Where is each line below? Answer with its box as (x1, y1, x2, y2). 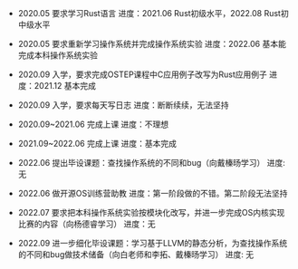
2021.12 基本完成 (34, 81, 97, 91)
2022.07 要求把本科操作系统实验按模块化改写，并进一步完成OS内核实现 (17, 207, 285, 217)
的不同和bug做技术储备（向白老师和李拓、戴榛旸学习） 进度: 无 (17, 249, 255, 260)
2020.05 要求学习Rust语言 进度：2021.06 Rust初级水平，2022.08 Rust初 (17, 8, 289, 18)
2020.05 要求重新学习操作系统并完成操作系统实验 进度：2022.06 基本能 (17, 39, 287, 49)
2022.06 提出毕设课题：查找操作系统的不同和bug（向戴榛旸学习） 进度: (17, 158, 285, 168)
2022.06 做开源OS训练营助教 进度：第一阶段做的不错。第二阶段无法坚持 (17, 188, 288, 198)
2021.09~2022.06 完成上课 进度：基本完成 (17, 139, 177, 149)
